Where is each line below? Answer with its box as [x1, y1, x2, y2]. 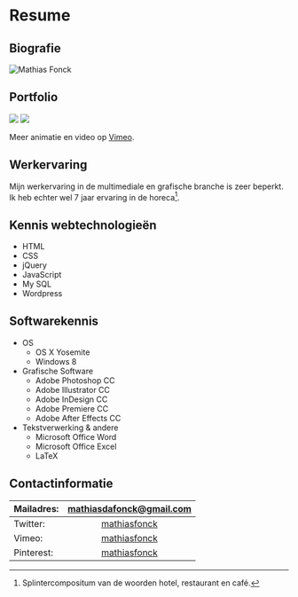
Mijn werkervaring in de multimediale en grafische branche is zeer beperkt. [9, 181, 284, 192]
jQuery [21, 260, 47, 271]
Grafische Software [21, 365, 94, 376]
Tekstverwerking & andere [21, 422, 119, 433]
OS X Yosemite [35, 347, 90, 357]
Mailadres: [13, 502, 59, 515]
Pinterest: [13, 546, 54, 559]
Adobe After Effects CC [35, 412, 122, 423]
